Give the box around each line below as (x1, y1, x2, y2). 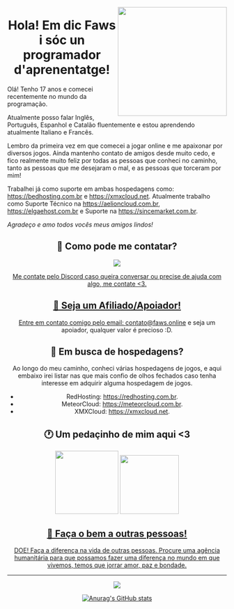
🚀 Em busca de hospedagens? (50, 346, 184, 357)
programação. (7, 100, 48, 108)
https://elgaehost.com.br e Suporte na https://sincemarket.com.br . (7, 206, 198, 215)
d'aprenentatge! (13, 62, 110, 78)
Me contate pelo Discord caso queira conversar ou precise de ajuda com (13, 272, 221, 280)
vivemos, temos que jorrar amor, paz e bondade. (47, 561, 187, 569)
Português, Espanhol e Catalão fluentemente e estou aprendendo (7, 121, 195, 129)
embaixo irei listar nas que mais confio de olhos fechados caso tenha (17, 371, 217, 380)
